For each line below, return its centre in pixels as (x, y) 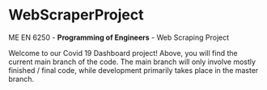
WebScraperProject (76, 15)
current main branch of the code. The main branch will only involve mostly (132, 62)
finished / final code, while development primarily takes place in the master (133, 70)
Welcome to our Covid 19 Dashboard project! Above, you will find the (123, 53)
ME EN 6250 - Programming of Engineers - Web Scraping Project (119, 37)
